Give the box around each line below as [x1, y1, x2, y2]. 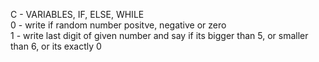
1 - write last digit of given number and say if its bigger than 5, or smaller [10, 30, 309, 41]
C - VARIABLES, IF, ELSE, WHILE [10, 9, 145, 20]
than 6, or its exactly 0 [10, 40, 102, 52]
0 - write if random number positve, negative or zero [10, 19, 227, 31]
